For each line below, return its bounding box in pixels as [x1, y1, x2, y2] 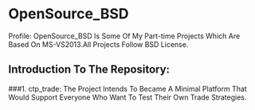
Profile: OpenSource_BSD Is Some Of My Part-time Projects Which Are [8, 31, 241, 41]
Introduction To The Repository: [8, 63, 170, 77]
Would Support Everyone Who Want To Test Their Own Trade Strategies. [8, 92, 247, 102]
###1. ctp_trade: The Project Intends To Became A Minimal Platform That [8, 84, 247, 93]
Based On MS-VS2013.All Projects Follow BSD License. [8, 39, 189, 49]
